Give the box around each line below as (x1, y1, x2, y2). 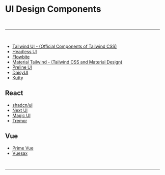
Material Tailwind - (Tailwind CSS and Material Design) (12, 59, 123, 65)
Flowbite (12, 54, 30, 59)
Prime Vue (12, 145, 33, 151)
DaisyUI (12, 69, 28, 75)
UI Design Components (5, 3, 102, 15)
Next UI (12, 107, 28, 113)
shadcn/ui (12, 102, 33, 108)
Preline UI (12, 64, 32, 70)
